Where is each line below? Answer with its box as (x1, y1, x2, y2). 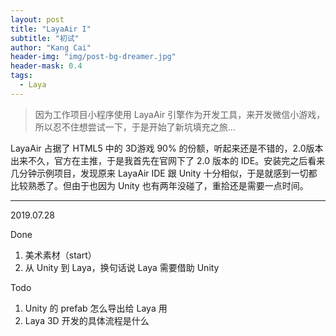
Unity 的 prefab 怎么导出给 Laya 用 (24, 302, 168, 314)
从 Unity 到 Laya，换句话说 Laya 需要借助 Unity (24, 261, 220, 273)
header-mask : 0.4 (10, 61, 83, 71)
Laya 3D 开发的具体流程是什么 (24, 314, 150, 326)
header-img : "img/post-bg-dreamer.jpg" (10, 52, 177, 62)
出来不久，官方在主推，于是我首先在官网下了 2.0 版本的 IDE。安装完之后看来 (10, 154, 326, 166)
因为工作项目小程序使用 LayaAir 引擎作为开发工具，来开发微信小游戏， (34, 108, 326, 120)
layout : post (10, 14, 65, 25)
